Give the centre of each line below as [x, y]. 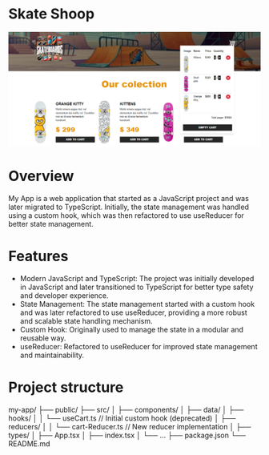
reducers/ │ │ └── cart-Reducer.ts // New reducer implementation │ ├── [130, 426]
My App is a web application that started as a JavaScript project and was [129, 198]
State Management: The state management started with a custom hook [137, 304]
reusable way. [43, 338]
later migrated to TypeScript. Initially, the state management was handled [129, 207]
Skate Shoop [51, 14]
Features [38, 256]
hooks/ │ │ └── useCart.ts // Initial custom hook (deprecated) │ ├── [122, 418]
